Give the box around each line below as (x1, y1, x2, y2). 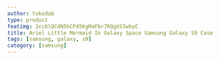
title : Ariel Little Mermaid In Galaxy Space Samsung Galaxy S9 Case (7, 29, 214, 37)
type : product (7, 17, 49, 23)
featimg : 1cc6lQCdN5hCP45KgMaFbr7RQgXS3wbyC (7, 23, 139, 30)
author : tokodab (7, 10, 54, 17)
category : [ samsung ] (7, 42, 68, 49)
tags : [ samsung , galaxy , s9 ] (7, 36, 92, 43)
